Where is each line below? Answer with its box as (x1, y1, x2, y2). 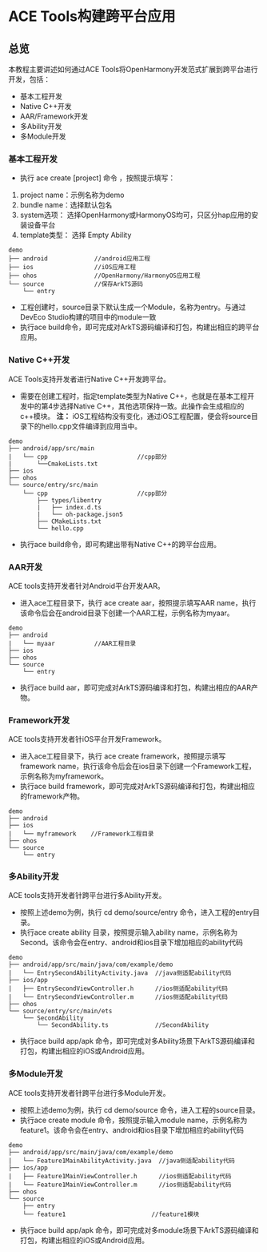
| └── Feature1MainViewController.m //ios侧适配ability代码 (8, 1181, 232, 1189)
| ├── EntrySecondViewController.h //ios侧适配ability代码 (8, 984, 228, 993)
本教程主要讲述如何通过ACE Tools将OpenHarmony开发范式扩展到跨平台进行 (8, 65, 258, 74)
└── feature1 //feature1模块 (22, 1210, 200, 1218)
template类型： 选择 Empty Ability (19, 230, 132, 240)
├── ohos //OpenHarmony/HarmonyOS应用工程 (8, 272, 201, 280)
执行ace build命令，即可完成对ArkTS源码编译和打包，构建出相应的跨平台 (19, 322, 260, 332)
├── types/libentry (37, 496, 102, 505)
